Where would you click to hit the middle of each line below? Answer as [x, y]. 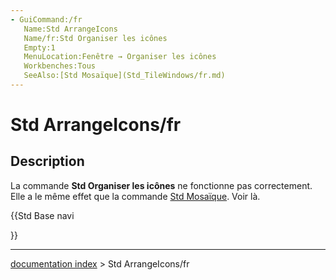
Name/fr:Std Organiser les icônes [95, 38]
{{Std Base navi [42, 215]
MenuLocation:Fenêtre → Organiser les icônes [120, 57]
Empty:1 [39, 47]
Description [47, 161]
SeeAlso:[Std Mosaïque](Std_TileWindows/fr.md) [124, 76]
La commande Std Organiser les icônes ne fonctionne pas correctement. [161, 185]
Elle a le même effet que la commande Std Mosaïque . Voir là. [135, 196]
